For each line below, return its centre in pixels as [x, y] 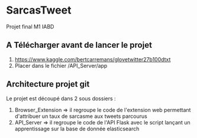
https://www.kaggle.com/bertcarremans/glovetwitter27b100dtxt [93, 59]
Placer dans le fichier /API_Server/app [61, 65]
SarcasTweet [39, 10]
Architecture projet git [48, 84]
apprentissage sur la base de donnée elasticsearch [77, 129]
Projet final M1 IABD [30, 27]
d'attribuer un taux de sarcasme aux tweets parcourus [81, 116]
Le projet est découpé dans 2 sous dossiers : [61, 98]
